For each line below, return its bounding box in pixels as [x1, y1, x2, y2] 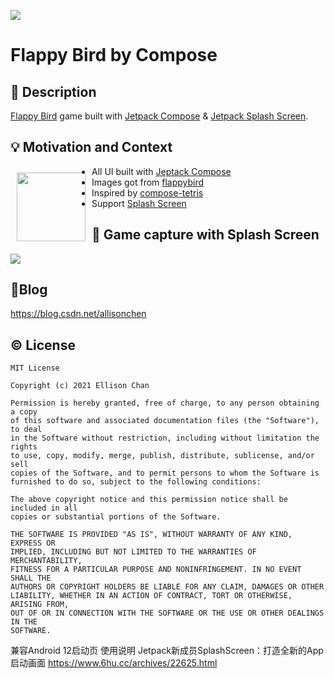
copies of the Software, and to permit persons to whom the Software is [10, 468, 320, 479]
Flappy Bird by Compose [10, 44, 218, 67]
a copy [10, 407, 38, 417]
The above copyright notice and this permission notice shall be [10, 495, 288, 505]
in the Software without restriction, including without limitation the [10, 433, 320, 444]
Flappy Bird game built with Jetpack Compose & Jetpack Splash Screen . [10, 110, 309, 122]
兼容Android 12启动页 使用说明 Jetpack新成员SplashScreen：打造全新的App [10, 645, 324, 657]
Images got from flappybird [91, 176, 205, 188]
